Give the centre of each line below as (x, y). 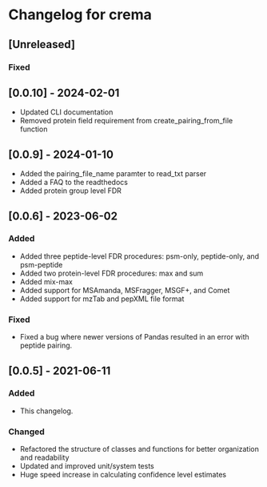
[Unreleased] (42, 44)
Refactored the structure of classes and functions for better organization (139, 449)
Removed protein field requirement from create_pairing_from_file (126, 121)
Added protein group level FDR (71, 191)
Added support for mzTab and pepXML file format (102, 299)
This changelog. (46, 411)
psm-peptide (41, 264)
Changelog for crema (80, 15)
